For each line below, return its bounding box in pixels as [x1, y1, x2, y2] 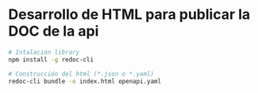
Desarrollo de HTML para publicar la [8, 6, 251, 24]
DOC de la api [8, 22, 99, 40]
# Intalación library [8, 48, 80, 56]
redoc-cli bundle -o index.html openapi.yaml [8, 77, 161, 85]
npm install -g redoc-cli [8, 55, 94, 64]
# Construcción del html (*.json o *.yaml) [8, 69, 155, 78]
